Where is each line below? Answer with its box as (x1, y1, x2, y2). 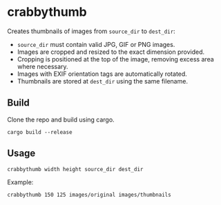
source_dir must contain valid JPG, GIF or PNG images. (17, 40, 175, 48)
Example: (7, 177, 34, 186)
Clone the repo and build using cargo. (7, 115, 115, 124)
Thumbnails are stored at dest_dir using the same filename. (17, 77, 189, 85)
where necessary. (17, 62, 68, 70)
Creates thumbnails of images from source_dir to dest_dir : (7, 27, 176, 35)
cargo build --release (7, 128, 73, 135)
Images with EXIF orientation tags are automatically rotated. (17, 70, 188, 78)
